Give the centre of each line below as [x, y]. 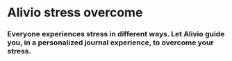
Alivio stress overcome [75, 13]
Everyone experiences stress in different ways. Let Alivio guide [116, 34]
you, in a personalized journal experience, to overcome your [110, 42]
